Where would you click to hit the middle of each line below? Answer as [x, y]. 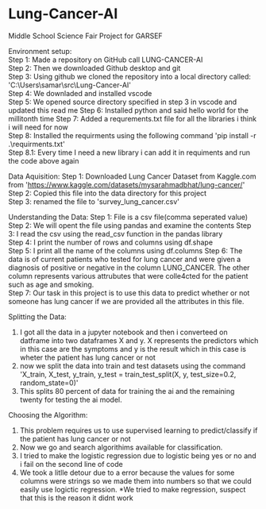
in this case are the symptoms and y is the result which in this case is [133, 349]
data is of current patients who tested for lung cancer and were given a [125, 259]
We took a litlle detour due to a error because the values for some [127, 472]
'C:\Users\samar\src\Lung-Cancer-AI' [70, 85]
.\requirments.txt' [37, 144]
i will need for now [39, 127]
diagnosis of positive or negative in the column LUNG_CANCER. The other [129, 268]
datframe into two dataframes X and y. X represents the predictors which [139, 340]
